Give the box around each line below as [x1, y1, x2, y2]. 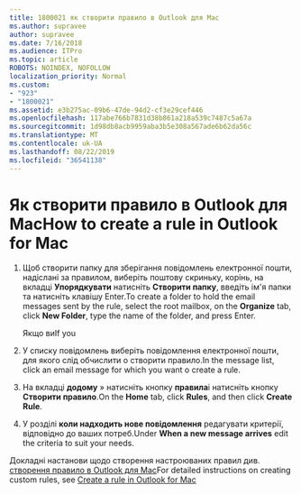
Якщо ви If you [22, 328, 77, 339]
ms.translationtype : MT [9, 131, 99, 140]
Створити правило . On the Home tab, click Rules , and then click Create [22, 391, 293, 402]
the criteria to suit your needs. [22, 438, 135, 449]
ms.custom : [9, 80, 50, 89]
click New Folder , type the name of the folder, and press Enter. [22, 310, 257, 321]
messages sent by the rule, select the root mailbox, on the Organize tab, [22, 301, 291, 312]
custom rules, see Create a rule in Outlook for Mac [9, 474, 196, 485]
